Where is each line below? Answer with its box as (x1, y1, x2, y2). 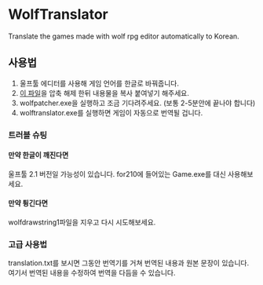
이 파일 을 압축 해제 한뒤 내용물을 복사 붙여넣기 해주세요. (19, 88, 190, 97)
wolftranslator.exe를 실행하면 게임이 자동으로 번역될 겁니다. (19, 108, 203, 117)
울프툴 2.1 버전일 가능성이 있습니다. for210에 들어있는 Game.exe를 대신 (8, 169, 226, 178)
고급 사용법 (8, 239, 48, 250)
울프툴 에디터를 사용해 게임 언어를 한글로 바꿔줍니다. (19, 79, 179, 88)
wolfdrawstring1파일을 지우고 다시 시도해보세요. (8, 217, 156, 227)
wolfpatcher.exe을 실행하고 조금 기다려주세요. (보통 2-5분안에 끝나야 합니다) (19, 98, 256, 108)
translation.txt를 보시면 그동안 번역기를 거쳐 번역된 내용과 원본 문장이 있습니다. (8, 258, 250, 268)
